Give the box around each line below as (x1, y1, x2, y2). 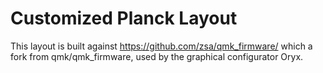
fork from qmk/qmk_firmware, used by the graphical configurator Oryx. (10, 50, 304, 62)
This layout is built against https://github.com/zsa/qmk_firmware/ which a (10, 40, 313, 52)
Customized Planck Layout (10, 7, 238, 30)
